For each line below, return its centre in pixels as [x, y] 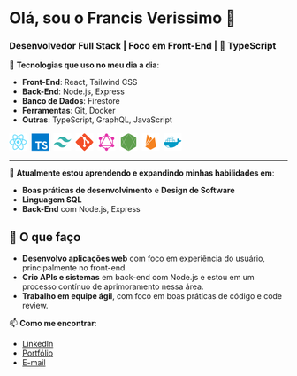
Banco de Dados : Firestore [71, 101]
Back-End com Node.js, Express [81, 209]
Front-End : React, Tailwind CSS [80, 82]
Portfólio [38, 353]
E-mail [34, 363]
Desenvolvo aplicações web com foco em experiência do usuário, [143, 258]
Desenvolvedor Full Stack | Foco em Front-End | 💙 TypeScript [143, 46]
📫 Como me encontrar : [53, 324]
